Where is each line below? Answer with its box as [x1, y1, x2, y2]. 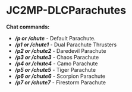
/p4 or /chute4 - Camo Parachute [14, 60, 98, 67]
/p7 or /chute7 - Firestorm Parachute [14, 78, 106, 86]
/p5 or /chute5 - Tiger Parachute [14, 66, 96, 73]
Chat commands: [6, 23, 50, 30]
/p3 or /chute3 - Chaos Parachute [14, 53, 99, 61]
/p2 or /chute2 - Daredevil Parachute [14, 47, 106, 54]
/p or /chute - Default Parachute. [14, 34, 96, 42]
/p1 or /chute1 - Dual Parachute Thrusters [14, 41, 117, 48]
